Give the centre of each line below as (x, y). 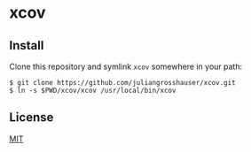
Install (27, 46)
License (31, 118)
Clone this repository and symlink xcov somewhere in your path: (125, 66)
